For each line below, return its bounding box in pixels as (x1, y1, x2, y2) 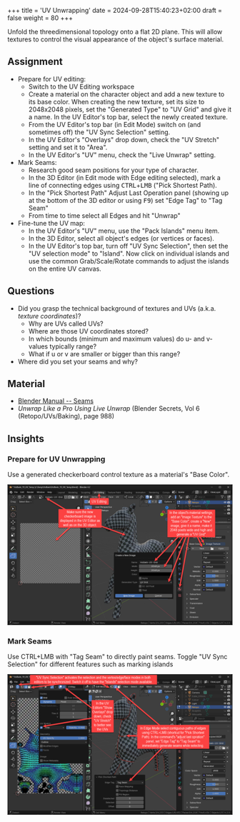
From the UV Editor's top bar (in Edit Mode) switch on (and (28, 120, 201, 129)
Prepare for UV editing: (17, 74, 86, 83)
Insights (7, 432, 45, 445)
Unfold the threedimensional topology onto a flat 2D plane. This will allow (7, 28, 223, 36)
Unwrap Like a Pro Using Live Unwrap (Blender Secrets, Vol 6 (17, 404, 200, 413)
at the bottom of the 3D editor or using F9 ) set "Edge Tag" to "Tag (28, 196, 223, 204)
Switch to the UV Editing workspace (28, 82, 134, 91)
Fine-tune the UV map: (17, 219, 86, 227)
